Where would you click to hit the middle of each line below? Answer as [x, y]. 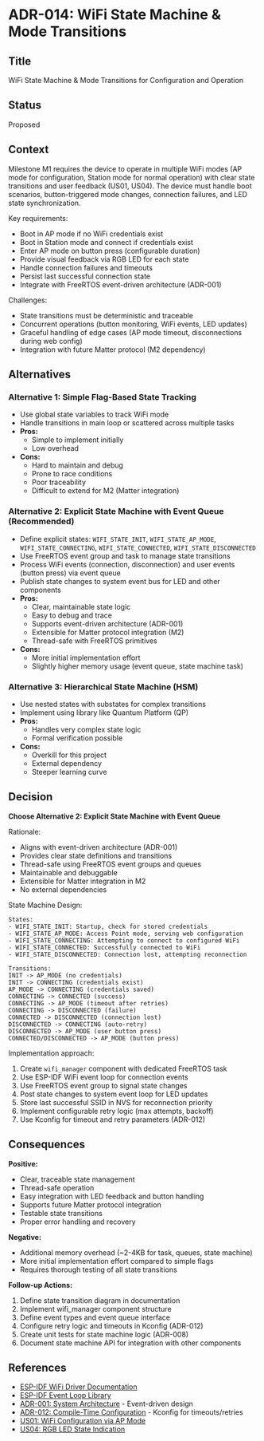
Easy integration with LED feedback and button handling [112, 1196]
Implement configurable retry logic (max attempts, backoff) [116, 1111]
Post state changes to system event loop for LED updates [114, 1094]
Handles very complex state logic [86, 729]
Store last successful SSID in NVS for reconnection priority [116, 1102]
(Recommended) [41, 522]
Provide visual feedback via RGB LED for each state [104, 259]
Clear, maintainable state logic [81, 606]
